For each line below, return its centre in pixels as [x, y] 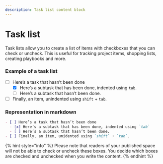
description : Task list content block [45, 10]
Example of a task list [32, 71]
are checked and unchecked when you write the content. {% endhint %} [79, 156]
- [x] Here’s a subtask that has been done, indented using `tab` [80, 127]
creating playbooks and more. [36, 58]
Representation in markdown [41, 112]
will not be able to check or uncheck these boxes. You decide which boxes [81, 151]
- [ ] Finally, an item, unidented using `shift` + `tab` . [68, 136]
